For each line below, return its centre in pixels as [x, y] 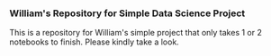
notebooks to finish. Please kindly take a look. [95, 42]
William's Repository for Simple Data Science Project [127, 13]
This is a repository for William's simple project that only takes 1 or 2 [136, 33]
